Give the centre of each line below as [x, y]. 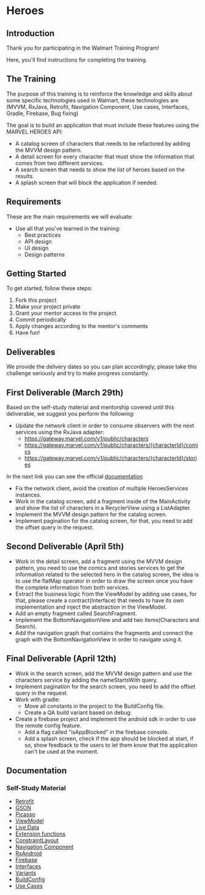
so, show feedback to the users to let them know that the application [111, 745]
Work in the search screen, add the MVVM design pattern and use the [103, 673]
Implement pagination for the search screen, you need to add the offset [105, 686]
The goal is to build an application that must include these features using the [103, 125]
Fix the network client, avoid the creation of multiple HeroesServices [102, 489]
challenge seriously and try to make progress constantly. [78, 373]
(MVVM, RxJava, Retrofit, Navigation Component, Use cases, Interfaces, [98, 107]
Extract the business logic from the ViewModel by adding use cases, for [106, 594]
